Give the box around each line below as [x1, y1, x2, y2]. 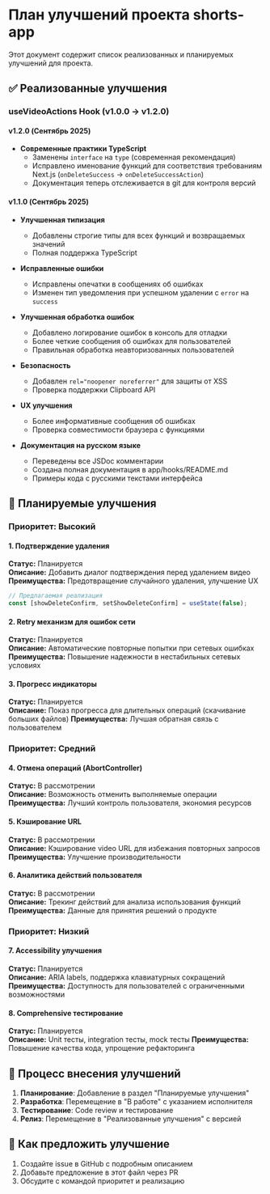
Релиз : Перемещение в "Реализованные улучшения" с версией [19, 1114, 242, 1124]
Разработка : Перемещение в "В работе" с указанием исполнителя [19, 1097, 253, 1106]
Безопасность [19, 360, 71, 370]
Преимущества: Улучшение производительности [8, 852, 182, 862]
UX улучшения [19, 400, 73, 410]
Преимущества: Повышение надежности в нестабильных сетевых [8, 652, 241, 662]
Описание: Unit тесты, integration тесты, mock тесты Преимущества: [8, 1035, 249, 1044]
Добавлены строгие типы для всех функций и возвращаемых [32, 231, 246, 240]
